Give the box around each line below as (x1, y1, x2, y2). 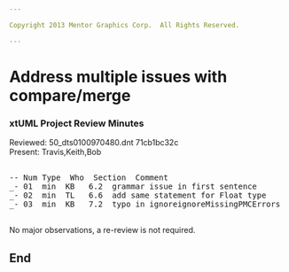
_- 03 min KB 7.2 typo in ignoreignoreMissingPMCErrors (9, 199, 281, 209)
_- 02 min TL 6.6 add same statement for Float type (9, 190, 267, 200)
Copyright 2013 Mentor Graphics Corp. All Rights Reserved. (9, 20, 240, 29)
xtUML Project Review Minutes (9, 117, 144, 129)
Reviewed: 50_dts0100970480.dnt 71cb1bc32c (9, 137, 179, 148)
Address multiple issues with (9, 66, 228, 87)
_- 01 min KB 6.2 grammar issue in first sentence (9, 182, 257, 191)
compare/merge (9, 85, 131, 105)
